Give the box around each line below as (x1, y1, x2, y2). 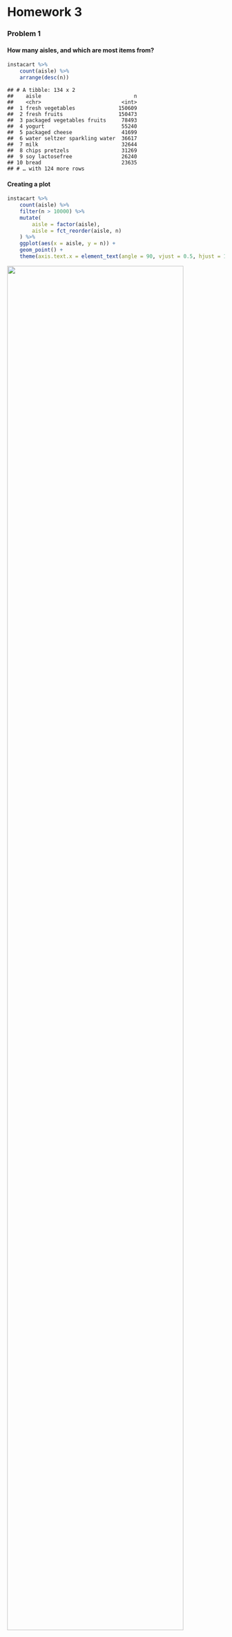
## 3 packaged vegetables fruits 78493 (7, 117, 137, 124)
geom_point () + (19, 247, 64, 254)
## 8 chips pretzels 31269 (7, 146, 137, 154)
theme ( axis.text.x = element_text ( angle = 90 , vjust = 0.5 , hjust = (19, 253, 221, 260)
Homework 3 (7, 4, 83, 20)
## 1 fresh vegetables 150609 (7, 104, 137, 111)
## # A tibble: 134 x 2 (7, 86, 76, 93)
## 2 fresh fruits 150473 (7, 111, 137, 117)
